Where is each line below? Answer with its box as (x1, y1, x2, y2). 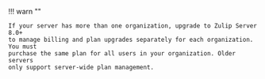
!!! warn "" (8, 7, 42, 16)
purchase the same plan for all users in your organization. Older (8, 50, 236, 58)
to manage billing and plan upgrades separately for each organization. (8, 36, 254, 43)
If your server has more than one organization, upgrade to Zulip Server (8, 22, 258, 30)
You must (8, 43, 37, 51)
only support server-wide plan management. (8, 63, 155, 71)
